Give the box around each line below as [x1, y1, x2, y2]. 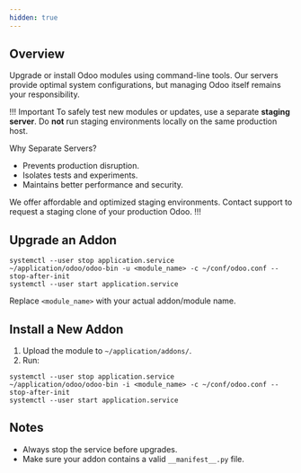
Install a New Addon [9, 321, 124, 337]
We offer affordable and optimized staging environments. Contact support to [9, 197, 293, 207]
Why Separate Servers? [9, 143, 97, 153]
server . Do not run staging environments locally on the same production [9, 116, 278, 127]
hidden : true [9, 13, 58, 22]
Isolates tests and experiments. [22, 170, 138, 180]
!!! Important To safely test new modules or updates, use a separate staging [9, 107, 290, 118]
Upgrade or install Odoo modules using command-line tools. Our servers [9, 70, 279, 81]
